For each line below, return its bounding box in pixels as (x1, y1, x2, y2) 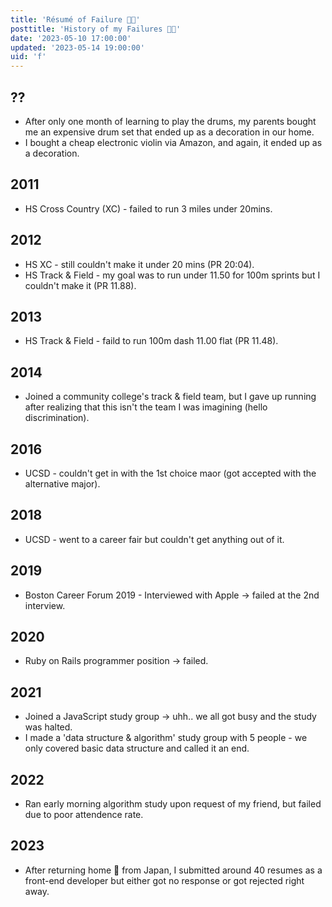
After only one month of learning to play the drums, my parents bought (24, 115, 317, 127)
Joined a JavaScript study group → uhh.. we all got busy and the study (24, 711, 317, 723)
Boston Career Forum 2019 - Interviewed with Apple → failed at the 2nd (24, 589, 320, 601)
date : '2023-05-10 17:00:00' (10, 33, 132, 43)
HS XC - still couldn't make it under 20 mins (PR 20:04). (24, 258, 255, 270)
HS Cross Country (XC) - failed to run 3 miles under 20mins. (24, 202, 273, 215)
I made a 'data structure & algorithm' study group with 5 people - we (24, 732, 308, 744)
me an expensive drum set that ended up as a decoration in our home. (24, 126, 315, 138)
